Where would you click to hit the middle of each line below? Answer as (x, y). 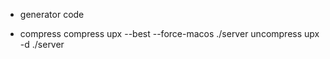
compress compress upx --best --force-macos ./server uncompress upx (169, 33)
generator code (52, 14)
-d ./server (42, 44)
